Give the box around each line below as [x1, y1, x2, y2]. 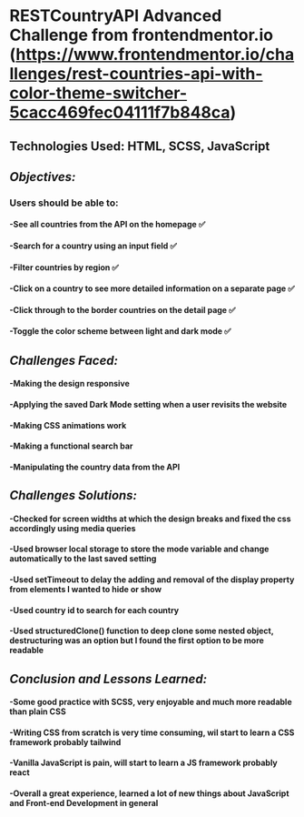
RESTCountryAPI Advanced [9, 5, 222, 26]
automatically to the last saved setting [9, 553, 157, 564]
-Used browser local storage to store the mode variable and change [9, 543, 270, 555]
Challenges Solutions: [9, 488, 138, 503]
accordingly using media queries [9, 522, 136, 533]
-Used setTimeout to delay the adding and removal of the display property [9, 574, 295, 585]
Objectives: [9, 169, 76, 185]
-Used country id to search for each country [9, 604, 180, 615]
